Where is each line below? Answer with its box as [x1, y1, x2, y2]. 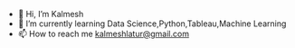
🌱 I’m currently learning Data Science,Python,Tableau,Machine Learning [17, 18, 287, 29]
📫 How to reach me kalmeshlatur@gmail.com [17, 28, 190, 39]
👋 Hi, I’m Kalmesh [17, 9, 84, 19]
